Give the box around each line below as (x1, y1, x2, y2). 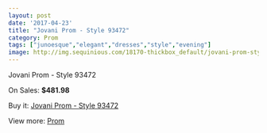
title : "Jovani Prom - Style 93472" (8, 26, 130, 34)
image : (8, 48, 30, 56)
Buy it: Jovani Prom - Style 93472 (8, 101, 119, 110)
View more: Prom (8, 116, 65, 125)
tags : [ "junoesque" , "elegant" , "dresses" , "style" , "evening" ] (8, 41, 212, 49)
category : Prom (8, 33, 59, 42)
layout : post (8, 11, 52, 20)
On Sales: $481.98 (8, 85, 70, 95)
